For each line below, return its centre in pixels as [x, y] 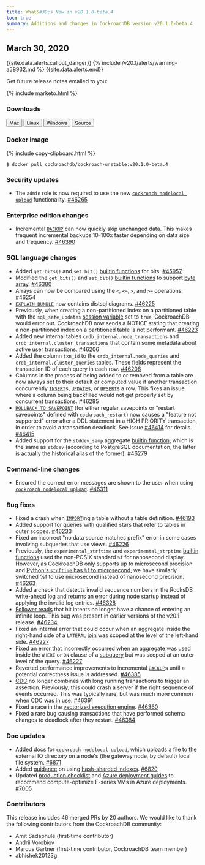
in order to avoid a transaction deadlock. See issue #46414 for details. [104, 427]
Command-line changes [43, 469]
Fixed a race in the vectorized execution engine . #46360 [87, 707]
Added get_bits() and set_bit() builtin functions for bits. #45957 [99, 271]
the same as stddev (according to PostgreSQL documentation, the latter [105, 447]
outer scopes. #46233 [43, 531]
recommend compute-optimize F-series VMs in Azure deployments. [101, 782]
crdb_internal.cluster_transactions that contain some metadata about [106, 342]
